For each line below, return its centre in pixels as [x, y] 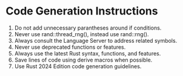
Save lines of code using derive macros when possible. [83, 60]
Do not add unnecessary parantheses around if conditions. [88, 28]
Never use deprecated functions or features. [70, 47]
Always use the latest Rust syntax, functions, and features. [88, 53]
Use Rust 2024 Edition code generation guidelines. [78, 66]
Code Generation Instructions [82, 11]
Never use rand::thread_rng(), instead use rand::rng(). [82, 34]
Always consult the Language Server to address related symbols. [96, 40]
